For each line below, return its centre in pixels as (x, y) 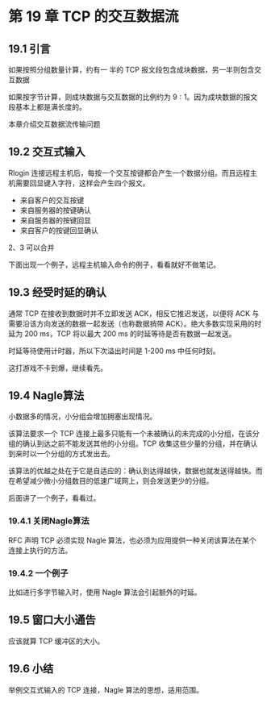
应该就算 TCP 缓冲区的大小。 (56, 641)
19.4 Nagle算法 (46, 396)
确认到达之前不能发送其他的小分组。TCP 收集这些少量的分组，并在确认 (140, 443)
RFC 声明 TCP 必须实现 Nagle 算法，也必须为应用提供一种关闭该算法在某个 (132, 540)
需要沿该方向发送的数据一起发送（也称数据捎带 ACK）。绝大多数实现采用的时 (135, 323)
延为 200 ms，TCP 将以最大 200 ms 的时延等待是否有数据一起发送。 (122, 333)
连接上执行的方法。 (40, 550)
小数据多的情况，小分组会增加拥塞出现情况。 (83, 417)
